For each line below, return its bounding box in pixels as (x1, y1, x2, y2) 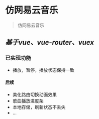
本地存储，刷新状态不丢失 (12, 104, 66, 110)
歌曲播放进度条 (12, 97, 44, 103)
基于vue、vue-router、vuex (5, 38, 94, 47)
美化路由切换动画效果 (12, 91, 57, 97)
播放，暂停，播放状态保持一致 (12, 67, 74, 73)
